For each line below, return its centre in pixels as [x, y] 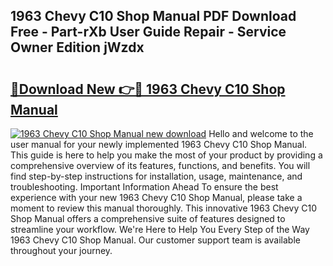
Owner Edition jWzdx [77, 47]
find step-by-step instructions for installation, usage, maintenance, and [156, 176]
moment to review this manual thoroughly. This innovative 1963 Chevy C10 [163, 208]
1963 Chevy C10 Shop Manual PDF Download [153, 16]
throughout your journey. [61, 250]
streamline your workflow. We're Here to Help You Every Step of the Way [160, 229]
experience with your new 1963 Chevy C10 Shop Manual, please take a [156, 197]
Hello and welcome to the [261, 133]
